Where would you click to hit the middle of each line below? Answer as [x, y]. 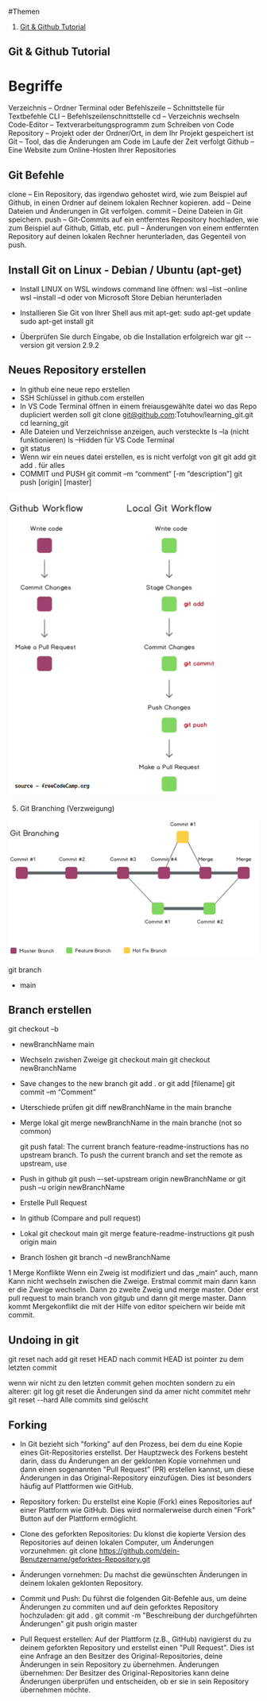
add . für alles [42, 465]
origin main [38, 1242]
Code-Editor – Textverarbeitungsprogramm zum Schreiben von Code [121, 125]
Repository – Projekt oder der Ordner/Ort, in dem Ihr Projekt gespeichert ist [131, 133]
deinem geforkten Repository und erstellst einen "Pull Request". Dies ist [137, 1647]
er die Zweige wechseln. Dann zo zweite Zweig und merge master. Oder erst [133, 1289]
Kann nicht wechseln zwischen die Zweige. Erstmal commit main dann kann [132, 1282]
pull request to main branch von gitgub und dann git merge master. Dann [127, 1298]
